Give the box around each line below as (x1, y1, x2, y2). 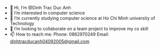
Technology (9, 20, 35, 26)
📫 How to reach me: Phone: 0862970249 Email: (9, 31, 109, 37)
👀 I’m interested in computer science (9, 10, 85, 16)
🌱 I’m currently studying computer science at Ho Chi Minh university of (9, 15, 156, 21)
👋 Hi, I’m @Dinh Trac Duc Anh (9, 5, 71, 10)
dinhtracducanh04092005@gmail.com (9, 39, 90, 44)
